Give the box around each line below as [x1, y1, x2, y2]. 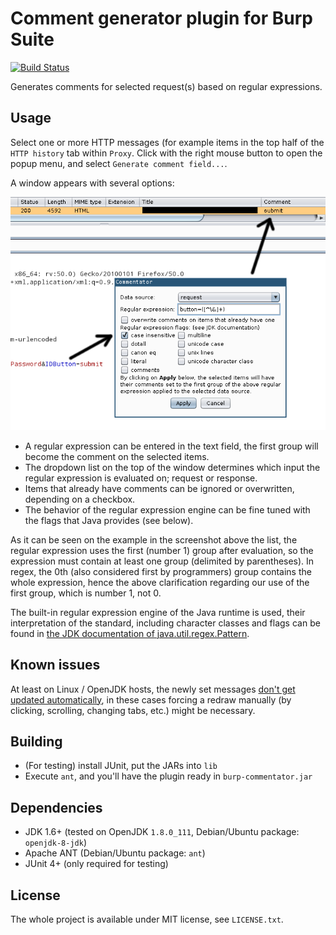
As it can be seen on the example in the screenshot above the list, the [10, 533, 298, 546]
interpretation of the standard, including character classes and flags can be [10, 617, 321, 629]
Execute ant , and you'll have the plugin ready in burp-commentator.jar [24, 770, 313, 782]
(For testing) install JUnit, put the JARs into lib [24, 760, 218, 772]
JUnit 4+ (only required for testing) [24, 858, 169, 870]
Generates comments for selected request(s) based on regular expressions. [10, 80, 323, 92]
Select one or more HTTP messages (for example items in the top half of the [10, 136, 325, 148]
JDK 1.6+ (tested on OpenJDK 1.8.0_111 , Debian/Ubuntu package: [24, 826, 300, 838]
